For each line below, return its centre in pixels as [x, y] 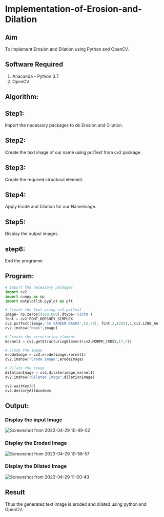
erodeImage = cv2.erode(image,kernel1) [46, 355]
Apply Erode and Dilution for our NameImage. [51, 207]
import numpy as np [25, 297]
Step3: [15, 168]
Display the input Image [34, 420]
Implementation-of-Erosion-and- [74, 9]
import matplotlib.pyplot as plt [39, 301]
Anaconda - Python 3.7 [35, 76]
